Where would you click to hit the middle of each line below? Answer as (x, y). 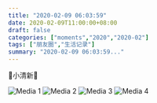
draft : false (29, 30)
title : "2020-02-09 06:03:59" (58, 15)
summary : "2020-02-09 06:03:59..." (66, 52)
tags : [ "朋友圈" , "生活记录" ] (52, 45)
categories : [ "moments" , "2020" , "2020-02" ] (78, 37)
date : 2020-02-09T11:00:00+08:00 (63, 23)
